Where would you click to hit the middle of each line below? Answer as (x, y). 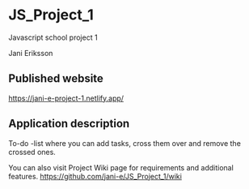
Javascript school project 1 (53, 37)
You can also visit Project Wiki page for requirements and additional (121, 167)
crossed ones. (32, 152)
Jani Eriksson (31, 53)
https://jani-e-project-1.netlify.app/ (66, 98)
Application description (69, 124)
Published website (56, 79)
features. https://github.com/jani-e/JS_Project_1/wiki (95, 176)
